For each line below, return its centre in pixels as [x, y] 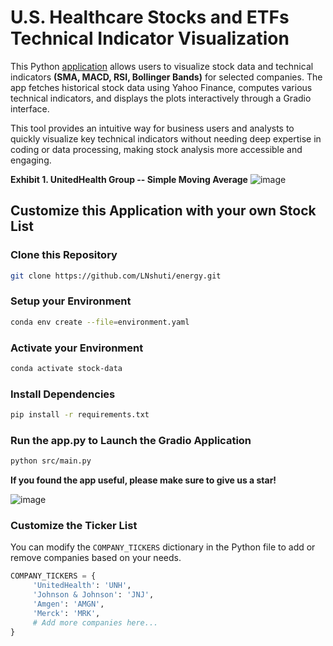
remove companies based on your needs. [96, 558]
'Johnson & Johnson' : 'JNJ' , [93, 595]
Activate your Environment [77, 348]
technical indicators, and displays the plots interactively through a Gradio [161, 98]
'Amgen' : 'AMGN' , [68, 604]
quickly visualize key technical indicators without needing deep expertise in [166, 138]
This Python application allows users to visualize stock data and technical [162, 66]
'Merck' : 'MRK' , [66, 613]
